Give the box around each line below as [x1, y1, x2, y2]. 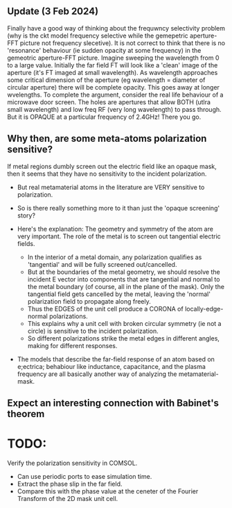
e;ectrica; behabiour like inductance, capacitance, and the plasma [17, 362, 206, 370]
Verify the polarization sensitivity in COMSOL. [7, 459, 138, 467]
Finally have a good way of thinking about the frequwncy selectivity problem [7, 24, 226, 32]
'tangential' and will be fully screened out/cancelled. [27, 260, 177, 268]
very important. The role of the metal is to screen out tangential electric [17, 232, 222, 240]
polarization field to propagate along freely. [27, 297, 151, 305]
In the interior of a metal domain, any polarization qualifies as [27, 253, 202, 261]
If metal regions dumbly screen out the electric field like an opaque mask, [7, 162, 217, 170]
